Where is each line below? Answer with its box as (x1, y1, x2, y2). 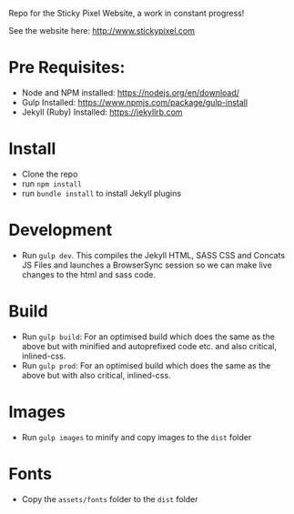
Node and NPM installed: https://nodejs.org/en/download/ (21, 86, 240, 98)
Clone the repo (21, 168, 78, 179)
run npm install (21, 177, 83, 189)
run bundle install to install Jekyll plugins (21, 187, 182, 198)
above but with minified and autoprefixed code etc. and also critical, (21, 340, 278, 351)
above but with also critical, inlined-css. (21, 369, 171, 380)
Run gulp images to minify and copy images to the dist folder (21, 431, 252, 442)
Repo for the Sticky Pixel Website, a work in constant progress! (8, 8, 245, 18)
